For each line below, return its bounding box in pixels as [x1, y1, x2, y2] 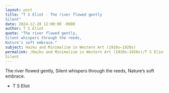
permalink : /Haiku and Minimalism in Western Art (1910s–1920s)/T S [5, 49, 152, 54]
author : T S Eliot [5, 26, 44, 31]
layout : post [5, 7, 33, 13]
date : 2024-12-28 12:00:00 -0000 [5, 21, 75, 27]
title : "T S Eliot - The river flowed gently [5, 12, 102, 17]
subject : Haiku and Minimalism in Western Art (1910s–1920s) [5, 45, 136, 50]
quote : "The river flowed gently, [5, 31, 78, 36]
